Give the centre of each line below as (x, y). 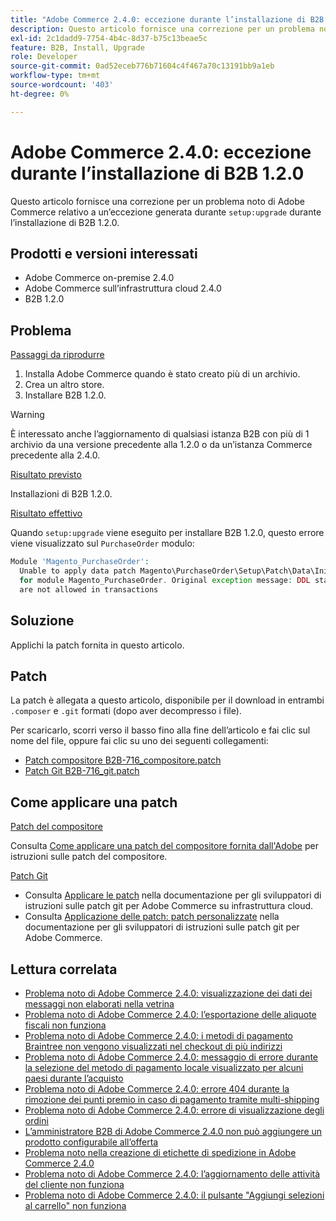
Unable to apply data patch (78, 571)
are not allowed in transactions (89, 589)
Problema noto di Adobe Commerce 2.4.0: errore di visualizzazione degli (174, 1110)
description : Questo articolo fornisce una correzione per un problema (162, 29)
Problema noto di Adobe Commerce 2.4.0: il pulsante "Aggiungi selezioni (174, 1195)
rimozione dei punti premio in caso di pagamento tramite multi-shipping (172, 1099)
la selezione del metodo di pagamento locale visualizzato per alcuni (164, 1067)
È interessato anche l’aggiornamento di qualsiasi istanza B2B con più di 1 (160, 434)
